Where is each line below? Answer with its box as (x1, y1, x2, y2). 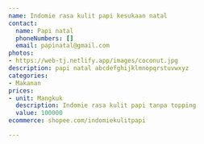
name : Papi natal (15, 27, 74, 35)
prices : (8, 86, 35, 95)
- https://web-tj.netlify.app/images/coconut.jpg (8, 57, 179, 65)
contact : (8, 19, 38, 27)
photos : (8, 49, 35, 57)
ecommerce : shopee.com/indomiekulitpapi (8, 117, 147, 125)
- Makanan (8, 79, 42, 87)
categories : (8, 72, 48, 80)
